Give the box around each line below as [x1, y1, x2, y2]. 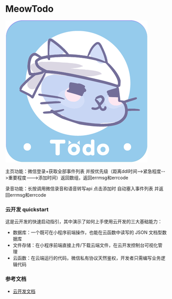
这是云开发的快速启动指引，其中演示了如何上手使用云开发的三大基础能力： [5, 219, 162, 225]
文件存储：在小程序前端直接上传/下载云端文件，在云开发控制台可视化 [12, 242, 158, 248]
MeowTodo [5, 3, 54, 15]
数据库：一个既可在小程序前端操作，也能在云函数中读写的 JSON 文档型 [12, 229, 162, 236]
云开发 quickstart [5, 206, 49, 213]
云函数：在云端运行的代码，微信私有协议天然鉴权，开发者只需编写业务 [12, 255, 161, 261]
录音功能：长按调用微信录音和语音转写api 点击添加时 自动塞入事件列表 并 [5, 185, 159, 191]
